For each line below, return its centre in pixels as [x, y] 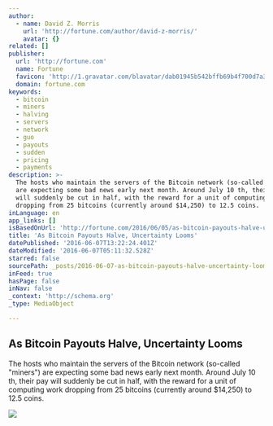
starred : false [34, 258]
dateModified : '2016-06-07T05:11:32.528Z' [81, 251]
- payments [34, 168]
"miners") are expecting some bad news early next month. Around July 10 [132, 372]
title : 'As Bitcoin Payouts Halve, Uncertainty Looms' [103, 236]
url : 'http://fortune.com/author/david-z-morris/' [110, 31]
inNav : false [30, 289]
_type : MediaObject [41, 304]
